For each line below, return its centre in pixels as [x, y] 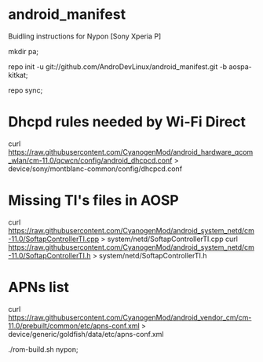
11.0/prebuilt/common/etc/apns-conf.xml [74, 325]
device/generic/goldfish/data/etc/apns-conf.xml [86, 334]
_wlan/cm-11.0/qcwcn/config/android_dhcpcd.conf [90, 160]
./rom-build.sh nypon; [43, 349]
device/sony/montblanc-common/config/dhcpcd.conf [95, 168]
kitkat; [18, 75]
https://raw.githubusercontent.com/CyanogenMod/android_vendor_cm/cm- [130, 317]
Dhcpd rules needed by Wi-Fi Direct [127, 122]
